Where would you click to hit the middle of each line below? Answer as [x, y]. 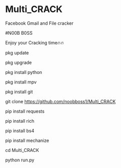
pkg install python [24, 72]
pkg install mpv [21, 82]
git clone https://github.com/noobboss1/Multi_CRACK [60, 101]
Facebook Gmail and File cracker [39, 23]
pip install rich [20, 121]
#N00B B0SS [19, 33]
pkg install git [19, 92]
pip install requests [25, 111]
